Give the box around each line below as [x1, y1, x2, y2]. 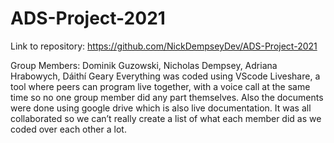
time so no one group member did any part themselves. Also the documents [10, 91, 324, 103]
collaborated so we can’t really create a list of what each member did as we [10, 112, 322, 124]
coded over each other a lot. [10, 123, 127, 135]
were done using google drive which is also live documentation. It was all [10, 102, 312, 114]
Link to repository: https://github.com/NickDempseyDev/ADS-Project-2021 [10, 40, 318, 52]
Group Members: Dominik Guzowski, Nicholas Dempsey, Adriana [10, 59, 278, 71]
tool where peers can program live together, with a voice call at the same [10, 80, 311, 92]
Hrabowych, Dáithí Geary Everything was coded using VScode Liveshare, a [10, 70, 321, 82]
